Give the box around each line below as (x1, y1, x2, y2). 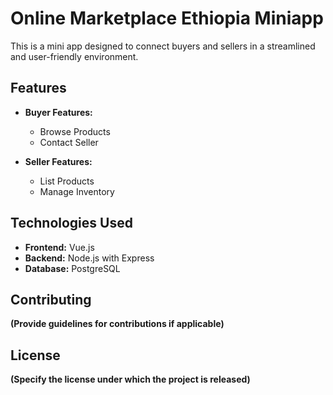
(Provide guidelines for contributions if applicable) (10, 318, 225, 330)
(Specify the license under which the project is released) (10, 373, 251, 386)
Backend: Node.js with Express (24, 252, 155, 264)
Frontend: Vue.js (24, 241, 95, 253)
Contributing (10, 291, 92, 308)
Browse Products (39, 125, 111, 137)
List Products (39, 175, 95, 187)
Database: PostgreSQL (24, 262, 121, 274)
